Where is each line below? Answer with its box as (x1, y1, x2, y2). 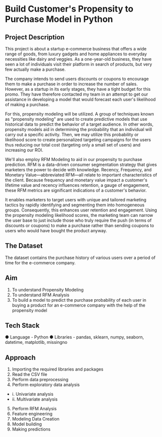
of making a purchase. (5, 102, 50, 107)
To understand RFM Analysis (12, 292, 70, 298)
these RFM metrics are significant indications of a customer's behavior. (5, 188, 147, 193)
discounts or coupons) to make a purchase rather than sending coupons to (5, 223, 154, 228)
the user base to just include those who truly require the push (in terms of (5, 217, 152, 223)
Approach (5, 353, 36, 362)
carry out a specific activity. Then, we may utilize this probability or (5, 132, 139, 137)
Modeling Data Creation (12, 416, 59, 422)
